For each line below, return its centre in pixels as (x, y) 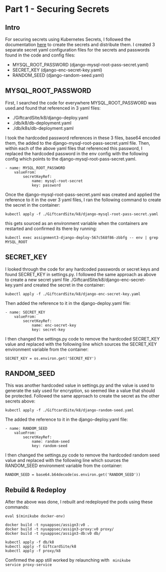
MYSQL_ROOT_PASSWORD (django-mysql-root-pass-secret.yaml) (80, 65)
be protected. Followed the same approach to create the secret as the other (83, 396)
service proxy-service (28, 565)
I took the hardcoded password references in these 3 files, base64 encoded (83, 138)
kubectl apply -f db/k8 (30, 542)
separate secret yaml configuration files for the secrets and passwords (78, 50)
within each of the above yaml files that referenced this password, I (74, 148)
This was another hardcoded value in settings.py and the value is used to (80, 386)
